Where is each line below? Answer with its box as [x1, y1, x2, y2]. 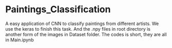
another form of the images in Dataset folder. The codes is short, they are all [5, 31, 167, 37]
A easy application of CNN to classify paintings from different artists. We [5, 20, 159, 27]
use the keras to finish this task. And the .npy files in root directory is [5, 26, 150, 32]
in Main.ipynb [5, 37, 34, 43]
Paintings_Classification [5, 4, 111, 15]
